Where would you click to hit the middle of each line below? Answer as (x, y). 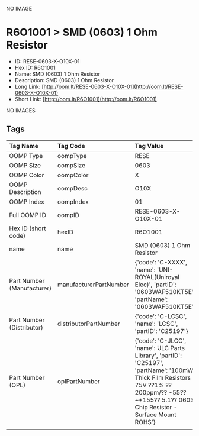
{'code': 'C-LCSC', (161, 316)
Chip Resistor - (156, 407)
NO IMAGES (21, 110)
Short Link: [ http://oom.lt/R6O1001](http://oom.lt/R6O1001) (86, 99)
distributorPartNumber (89, 324)
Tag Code (71, 146)
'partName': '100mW (164, 370)
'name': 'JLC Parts (160, 348)
